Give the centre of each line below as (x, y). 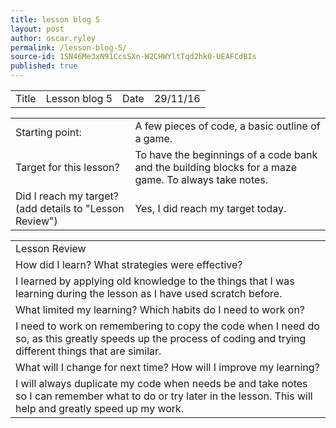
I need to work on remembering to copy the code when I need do (167, 326)
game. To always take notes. (201, 179)
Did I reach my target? (67, 196)
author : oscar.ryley (53, 38)
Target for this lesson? (67, 167)
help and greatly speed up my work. (100, 408)
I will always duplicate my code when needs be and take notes (161, 383)
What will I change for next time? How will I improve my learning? (167, 367)
